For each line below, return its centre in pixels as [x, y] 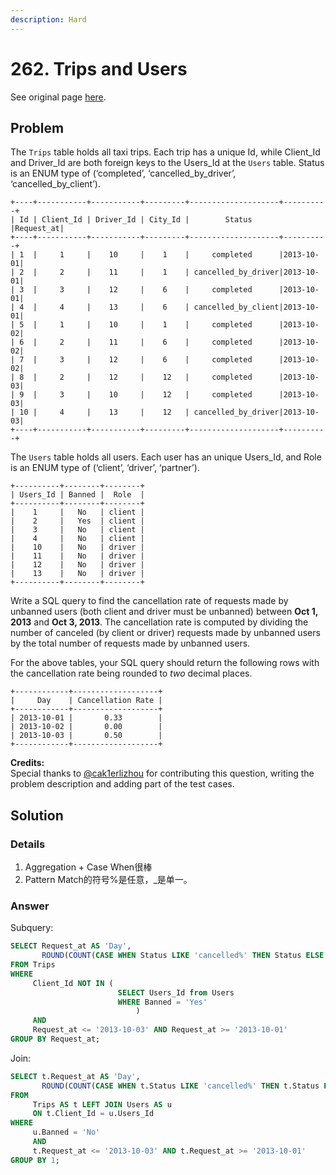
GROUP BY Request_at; [55, 1039]
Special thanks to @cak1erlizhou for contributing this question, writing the [162, 773]
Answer [30, 906]
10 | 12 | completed [180, 395]
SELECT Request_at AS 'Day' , [71, 946]
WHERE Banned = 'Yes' [162, 1002]
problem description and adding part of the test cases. [122, 784]
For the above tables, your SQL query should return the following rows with [165, 663]
